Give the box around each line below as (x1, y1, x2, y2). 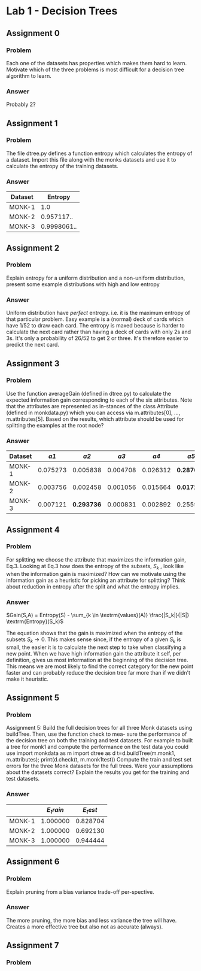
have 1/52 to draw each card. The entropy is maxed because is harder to (6, 322, 185, 329)
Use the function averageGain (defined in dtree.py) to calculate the (6, 390, 172, 397)
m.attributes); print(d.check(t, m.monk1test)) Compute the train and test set (6, 756, 192, 763)
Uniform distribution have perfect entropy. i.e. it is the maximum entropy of (6, 309, 190, 317)
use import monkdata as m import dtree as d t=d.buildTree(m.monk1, (6, 750, 175, 757)
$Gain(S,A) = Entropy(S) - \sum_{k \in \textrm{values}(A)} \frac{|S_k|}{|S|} (6, 611, 190, 618)
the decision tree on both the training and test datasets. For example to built (6, 737, 193, 744)
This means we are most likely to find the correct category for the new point (6, 663, 194, 670)
